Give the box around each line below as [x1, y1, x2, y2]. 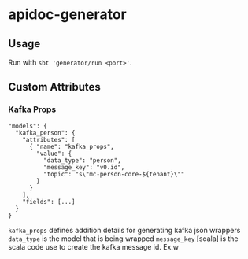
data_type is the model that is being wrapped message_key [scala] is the [8, 234, 239, 243]
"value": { [36, 150, 72, 157]
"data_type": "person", [43, 156, 122, 165]
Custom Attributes [8, 80, 101, 94]
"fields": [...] [22, 198, 76, 205]
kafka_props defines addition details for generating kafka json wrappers [8, 225, 241, 235]
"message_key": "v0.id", [43, 163, 125, 171]
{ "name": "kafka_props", [28, 142, 114, 150]
